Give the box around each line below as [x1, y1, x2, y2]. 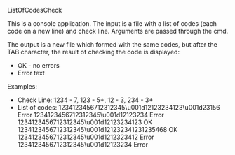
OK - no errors [17, 61, 60, 69]
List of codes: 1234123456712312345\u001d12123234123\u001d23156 [17, 103, 220, 111]
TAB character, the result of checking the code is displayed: [7, 48, 180, 56]
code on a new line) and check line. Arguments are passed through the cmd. [7, 27, 229, 35]
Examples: [7, 82, 37, 90]
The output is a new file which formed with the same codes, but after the [7, 40, 217, 48]
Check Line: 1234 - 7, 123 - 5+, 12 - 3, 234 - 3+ [17, 96, 154, 104]
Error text [17, 69, 46, 77]
